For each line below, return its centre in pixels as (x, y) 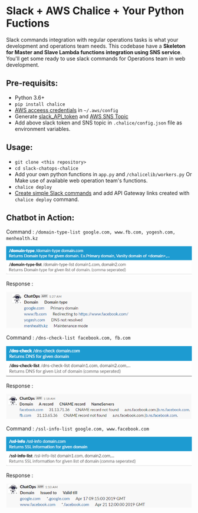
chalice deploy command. (47, 199)
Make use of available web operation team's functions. (81, 180)
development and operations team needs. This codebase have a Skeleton (96, 46)
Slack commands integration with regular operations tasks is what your (92, 40)
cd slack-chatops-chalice (46, 168)
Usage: (20, 148)
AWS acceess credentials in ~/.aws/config (66, 110)
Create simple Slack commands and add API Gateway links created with (102, 193)
